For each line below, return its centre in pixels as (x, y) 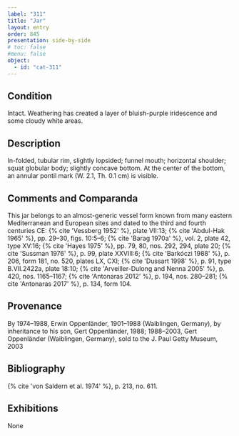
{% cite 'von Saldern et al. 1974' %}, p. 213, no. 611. (83, 386)
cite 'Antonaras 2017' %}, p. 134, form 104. (70, 284)
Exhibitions (33, 408)
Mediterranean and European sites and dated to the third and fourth (107, 223)
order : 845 (24, 34)
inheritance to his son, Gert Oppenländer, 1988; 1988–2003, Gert (102, 331)
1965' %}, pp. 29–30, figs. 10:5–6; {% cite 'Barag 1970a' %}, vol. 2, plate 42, (119, 238)
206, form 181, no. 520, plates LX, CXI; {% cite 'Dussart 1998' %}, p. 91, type (119, 261)
